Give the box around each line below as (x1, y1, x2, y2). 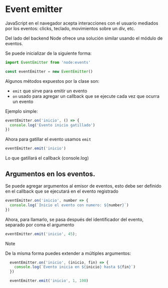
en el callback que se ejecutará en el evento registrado (5, 188, 119, 194)
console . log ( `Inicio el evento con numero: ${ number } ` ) (10, 202, 129, 208)
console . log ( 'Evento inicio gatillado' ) (10, 122, 95, 127)
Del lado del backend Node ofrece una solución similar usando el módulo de (5, 35, 163, 41)
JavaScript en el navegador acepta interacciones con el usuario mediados (5, 20, 158, 26)
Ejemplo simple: (5, 108, 38, 114)
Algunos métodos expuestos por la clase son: (5, 78, 99, 84)
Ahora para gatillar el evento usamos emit (5, 136, 91, 142)
